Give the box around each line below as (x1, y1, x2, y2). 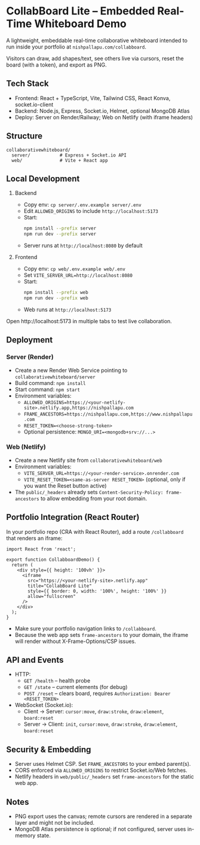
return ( (11, 562, 33, 568)
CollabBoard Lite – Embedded (6, 4, 155, 18)
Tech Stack (6, 79, 49, 89)
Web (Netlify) (6, 443, 46, 451)
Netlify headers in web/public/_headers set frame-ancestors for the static (14, 773, 194, 780)
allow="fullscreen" (27, 593, 76, 599)
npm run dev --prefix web (23, 295, 88, 301)
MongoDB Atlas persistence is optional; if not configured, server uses (14, 826, 186, 833)
